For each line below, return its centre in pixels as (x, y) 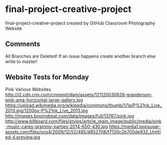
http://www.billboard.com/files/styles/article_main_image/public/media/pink (83, 121)
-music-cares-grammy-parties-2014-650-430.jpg (57, 126)
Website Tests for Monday (47, 77)
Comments (23, 44)
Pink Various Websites (28, 89)
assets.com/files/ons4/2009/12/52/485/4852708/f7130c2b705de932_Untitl (83, 131)
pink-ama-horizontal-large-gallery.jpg (44, 100)
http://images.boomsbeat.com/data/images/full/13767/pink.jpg (70, 115)
